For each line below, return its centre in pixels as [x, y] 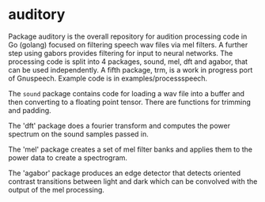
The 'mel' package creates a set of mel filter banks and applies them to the [131, 149]
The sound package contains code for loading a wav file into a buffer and [127, 93]
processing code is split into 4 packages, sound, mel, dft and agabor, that [128, 62]
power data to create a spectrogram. [68, 157]
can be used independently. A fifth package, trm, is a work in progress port [131, 69]
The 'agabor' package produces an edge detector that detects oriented [125, 173]
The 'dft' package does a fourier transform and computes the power [119, 125]
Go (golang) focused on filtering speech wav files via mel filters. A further [128, 44]
